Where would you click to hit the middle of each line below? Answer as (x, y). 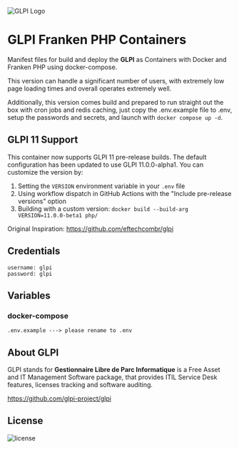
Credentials (34, 251)
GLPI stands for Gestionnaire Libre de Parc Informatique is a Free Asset (114, 370)
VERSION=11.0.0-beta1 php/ (58, 215)
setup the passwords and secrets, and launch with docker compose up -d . (115, 117)
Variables (29, 295)
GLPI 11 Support (43, 140)
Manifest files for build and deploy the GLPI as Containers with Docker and (117, 59)
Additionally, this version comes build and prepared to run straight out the (116, 102)
